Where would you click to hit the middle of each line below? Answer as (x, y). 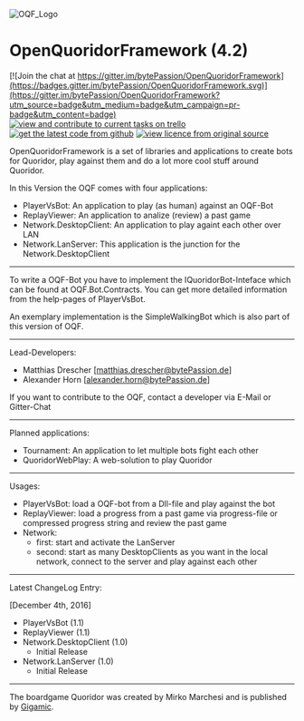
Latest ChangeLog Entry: (56, 587)
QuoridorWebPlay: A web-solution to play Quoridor (117, 460)
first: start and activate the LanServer (105, 542)
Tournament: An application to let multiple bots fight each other (141, 450)
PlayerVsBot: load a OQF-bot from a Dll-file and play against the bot (149, 503)
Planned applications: (50, 433)
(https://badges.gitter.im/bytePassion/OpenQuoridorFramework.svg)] (138, 85)
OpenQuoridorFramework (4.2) (129, 51)
